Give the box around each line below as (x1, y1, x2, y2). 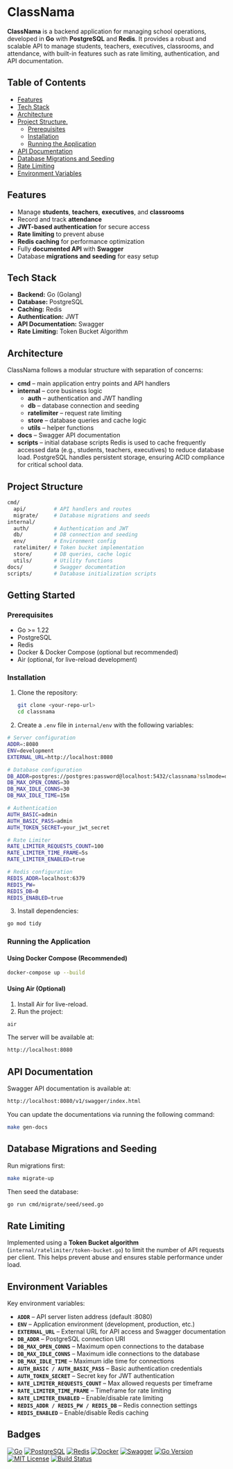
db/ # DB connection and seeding (13, 531, 138, 538)
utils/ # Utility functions (13, 557, 113, 564)
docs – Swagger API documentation (17, 431, 121, 440)
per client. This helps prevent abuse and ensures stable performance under (7, 1253, 223, 1261)
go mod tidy (7, 920, 42, 927)
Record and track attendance (17, 215, 103, 223)
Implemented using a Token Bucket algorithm (7, 1238, 139, 1247)
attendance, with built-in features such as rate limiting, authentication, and (7, 49, 220, 58)
